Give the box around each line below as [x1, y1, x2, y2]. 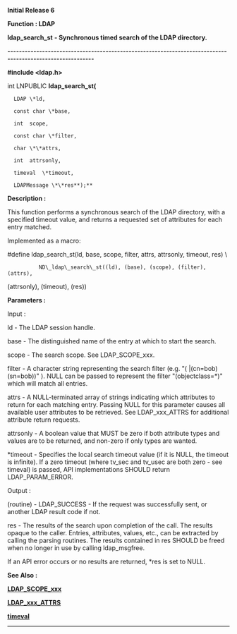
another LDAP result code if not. [7, 508, 101, 516]
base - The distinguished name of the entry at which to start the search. [7, 337, 217, 345]
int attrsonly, [13, 157, 61, 164]
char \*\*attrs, [13, 145, 61, 152]
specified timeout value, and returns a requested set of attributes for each [7, 215, 223, 224]
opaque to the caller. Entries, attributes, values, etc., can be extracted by [7, 529, 219, 537]
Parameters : [7, 296, 46, 304]
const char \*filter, [13, 133, 78, 140]
